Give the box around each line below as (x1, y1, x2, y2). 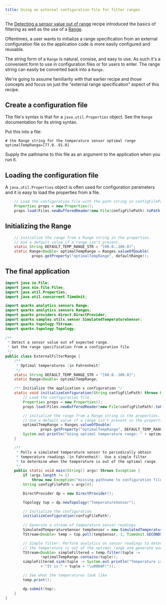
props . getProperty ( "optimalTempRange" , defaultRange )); (31, 254, 149, 259)
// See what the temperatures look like (23, 573, 107, 578)
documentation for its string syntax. (5, 119, 78, 125)
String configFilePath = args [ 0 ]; (23, 482, 94, 487)
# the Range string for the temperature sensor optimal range (5, 138, 136, 144)
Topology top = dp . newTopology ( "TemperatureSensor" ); (23, 500, 136, 505)
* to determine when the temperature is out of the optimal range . (16, 459, 158, 464)
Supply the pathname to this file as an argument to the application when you (5, 152, 161, 158)
